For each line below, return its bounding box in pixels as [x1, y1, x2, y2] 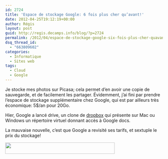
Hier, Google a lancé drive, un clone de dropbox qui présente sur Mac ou [5, 112, 155, 118]
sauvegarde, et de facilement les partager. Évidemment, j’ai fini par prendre [5, 91, 160, 98]
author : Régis [5, 21, 35, 27]
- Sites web [9, 59, 35, 64]
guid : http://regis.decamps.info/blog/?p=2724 [5, 31, 104, 36]
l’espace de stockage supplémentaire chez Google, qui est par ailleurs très [5, 97, 159, 103]
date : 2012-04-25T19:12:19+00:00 [5, 17, 75, 22]
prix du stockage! [5, 132, 41, 138]
